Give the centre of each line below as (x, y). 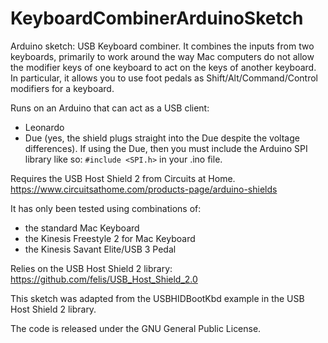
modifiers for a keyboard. (62, 88)
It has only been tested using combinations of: (106, 208)
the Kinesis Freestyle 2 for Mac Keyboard (110, 238)
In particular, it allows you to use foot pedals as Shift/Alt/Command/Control (164, 78)
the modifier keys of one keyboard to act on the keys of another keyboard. (163, 67)
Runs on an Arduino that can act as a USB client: (110, 108)
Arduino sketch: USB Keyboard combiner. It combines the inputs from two (162, 46)
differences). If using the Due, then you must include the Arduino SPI (166, 148)
